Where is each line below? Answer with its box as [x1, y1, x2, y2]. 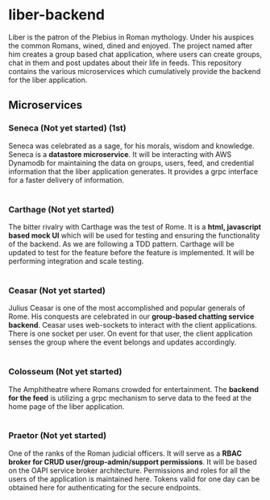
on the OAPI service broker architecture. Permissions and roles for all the [8, 465, 251, 475]
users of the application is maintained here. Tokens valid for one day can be [8, 473, 260, 484]
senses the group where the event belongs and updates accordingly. [8, 337, 237, 347]
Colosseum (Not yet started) [8, 366, 123, 378]
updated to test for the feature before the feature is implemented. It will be [8, 247, 255, 257]
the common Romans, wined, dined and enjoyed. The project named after [8, 40, 253, 50]
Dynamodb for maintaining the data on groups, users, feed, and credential [8, 158, 255, 167]
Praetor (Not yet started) [8, 430, 107, 441]
